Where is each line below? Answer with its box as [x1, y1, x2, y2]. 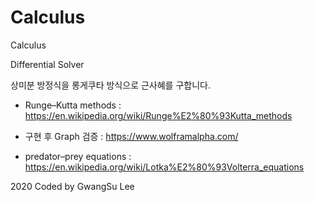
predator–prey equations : [24, 150, 132, 162]
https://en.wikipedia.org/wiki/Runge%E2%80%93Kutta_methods [24, 109, 293, 121]
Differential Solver [10, 58, 85, 70]
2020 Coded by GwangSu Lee [10, 180, 135, 192]
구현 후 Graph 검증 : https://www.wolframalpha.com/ [24, 130, 239, 142]
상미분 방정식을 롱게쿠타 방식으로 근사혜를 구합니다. [10, 79, 211, 91]
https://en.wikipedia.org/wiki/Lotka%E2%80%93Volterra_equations [24, 161, 305, 173]
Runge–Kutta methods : [24, 99, 122, 111]
